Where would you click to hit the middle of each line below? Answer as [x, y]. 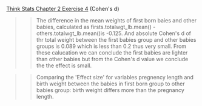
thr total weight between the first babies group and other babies [116, 40]
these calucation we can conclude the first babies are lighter [112, 53]
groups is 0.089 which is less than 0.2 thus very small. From [111, 46]
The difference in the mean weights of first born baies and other [116, 20]
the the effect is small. [64, 65]
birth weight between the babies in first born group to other [110, 84]
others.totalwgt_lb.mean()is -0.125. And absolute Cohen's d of [113, 33]
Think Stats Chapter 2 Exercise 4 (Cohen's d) [63, 9]
